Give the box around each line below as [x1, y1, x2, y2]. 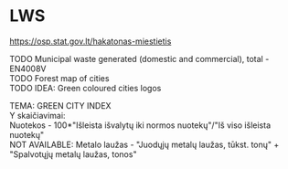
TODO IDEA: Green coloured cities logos [9, 82, 162, 93]
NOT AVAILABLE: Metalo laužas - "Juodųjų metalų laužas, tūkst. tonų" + [9, 139, 280, 150]
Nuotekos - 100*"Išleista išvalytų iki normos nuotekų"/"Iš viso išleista [9, 120, 272, 131]
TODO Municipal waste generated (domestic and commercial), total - [9, 53, 270, 64]
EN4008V [9, 63, 47, 74]
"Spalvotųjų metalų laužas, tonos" [9, 148, 137, 160]
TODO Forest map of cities [9, 72, 110, 83]
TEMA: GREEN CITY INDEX [9, 100, 112, 111]
